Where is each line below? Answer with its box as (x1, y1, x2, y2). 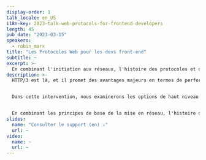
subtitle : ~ (6, 55, 37, 61)
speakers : (6, 37, 32, 44)
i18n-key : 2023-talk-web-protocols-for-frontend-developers (6, 20, 164, 26)
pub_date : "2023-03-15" (6, 32, 67, 38)
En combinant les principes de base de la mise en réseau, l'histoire (12, 110, 196, 116)
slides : (6, 116, 26, 122)
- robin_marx (12, 44, 45, 50)
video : (6, 133, 23, 139)
